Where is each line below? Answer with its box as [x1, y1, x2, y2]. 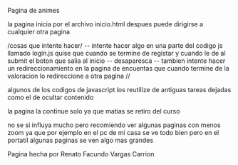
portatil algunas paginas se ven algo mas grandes [7, 136, 154, 144]
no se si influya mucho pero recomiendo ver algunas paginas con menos [7, 121, 221, 129]
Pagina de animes [7, 6, 60, 14]
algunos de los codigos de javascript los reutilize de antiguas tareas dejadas [7, 86, 232, 94]
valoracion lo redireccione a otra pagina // [7, 71, 130, 80]
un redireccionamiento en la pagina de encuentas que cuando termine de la [7, 64, 229, 72]
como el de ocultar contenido [7, 93, 94, 101]
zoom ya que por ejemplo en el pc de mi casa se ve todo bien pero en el [7, 129, 219, 136]
